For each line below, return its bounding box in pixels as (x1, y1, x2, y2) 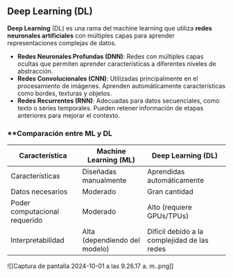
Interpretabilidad (10, 235, 64, 245)
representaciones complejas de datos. (7, 38, 116, 47)
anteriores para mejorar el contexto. (17, 111, 120, 119)
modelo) (82, 244, 110, 254)
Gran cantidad (147, 187, 194, 196)
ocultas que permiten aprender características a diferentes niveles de (17, 59, 216, 68)
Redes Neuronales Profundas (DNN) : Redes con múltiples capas (17, 52, 204, 60)
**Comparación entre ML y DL (7, 128, 113, 138)
